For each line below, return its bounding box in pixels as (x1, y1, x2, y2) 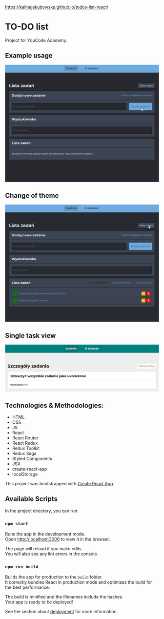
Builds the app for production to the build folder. (5, 574, 103, 580)
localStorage (12, 471, 38, 477)
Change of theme (5, 191, 59, 200)
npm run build (5, 564, 39, 570)
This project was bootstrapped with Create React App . (5, 481, 115, 487)
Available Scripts (5, 495, 58, 503)
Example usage (5, 51, 53, 60)
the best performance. (5, 584, 50, 590)
